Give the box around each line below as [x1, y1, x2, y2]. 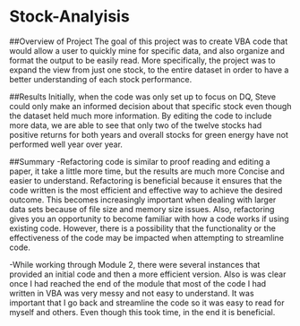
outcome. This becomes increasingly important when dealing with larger [9, 194, 277, 205]
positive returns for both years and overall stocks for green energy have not [9, 129, 289, 140]
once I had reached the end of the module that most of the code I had [9, 278, 267, 288]
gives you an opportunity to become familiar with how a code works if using [9, 213, 289, 224]
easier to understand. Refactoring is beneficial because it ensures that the [9, 175, 282, 185]
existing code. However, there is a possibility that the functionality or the [9, 222, 276, 234]
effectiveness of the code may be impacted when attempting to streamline [9, 232, 285, 243]
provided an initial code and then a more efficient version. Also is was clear [9, 269, 287, 279]
